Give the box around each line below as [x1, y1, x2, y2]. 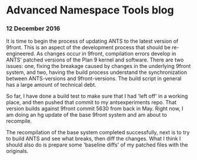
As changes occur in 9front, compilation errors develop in [36, 50, 176, 57]
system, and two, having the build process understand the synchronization [6, 69, 187, 76]
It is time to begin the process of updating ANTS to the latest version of [6, 38, 179, 45]
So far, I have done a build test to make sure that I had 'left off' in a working [6, 93, 188, 100]
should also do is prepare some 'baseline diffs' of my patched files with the [6, 141, 188, 148]
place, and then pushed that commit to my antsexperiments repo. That [6, 99, 177, 106]
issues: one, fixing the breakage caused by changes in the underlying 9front [6, 63, 191, 70]
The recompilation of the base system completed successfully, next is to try [6, 129, 190, 136]
